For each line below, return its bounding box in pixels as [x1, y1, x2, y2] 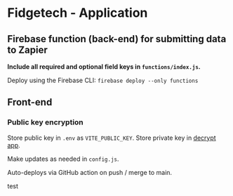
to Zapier [7, 44, 48, 55]
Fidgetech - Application [7, 5, 148, 21]
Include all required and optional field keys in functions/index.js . [7, 63, 201, 71]
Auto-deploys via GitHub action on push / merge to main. [7, 168, 173, 176]
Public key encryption [7, 117, 84, 127]
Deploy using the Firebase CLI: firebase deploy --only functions [7, 76, 199, 84]
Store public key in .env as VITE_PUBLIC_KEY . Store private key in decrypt [7, 133, 216, 142]
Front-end [7, 96, 53, 108]
